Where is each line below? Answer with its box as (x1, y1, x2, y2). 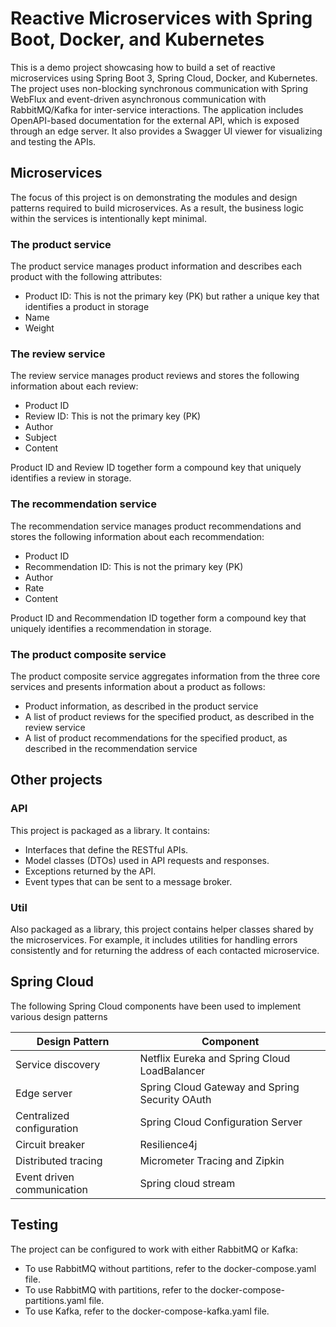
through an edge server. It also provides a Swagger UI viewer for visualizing (10, 125, 323, 137)
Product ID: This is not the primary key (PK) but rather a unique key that (24, 290, 320, 302)
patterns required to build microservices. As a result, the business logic (10, 202, 305, 214)
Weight (24, 322, 55, 334)
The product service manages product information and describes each (10, 260, 302, 272)
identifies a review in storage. (10, 472, 132, 484)
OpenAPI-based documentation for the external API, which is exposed (10, 114, 300, 126)
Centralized (15, 1108, 70, 1122)
